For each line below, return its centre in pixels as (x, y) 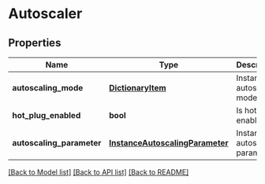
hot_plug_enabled (47, 115)
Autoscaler (45, 14)
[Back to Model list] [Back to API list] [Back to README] (99, 172)
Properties (35, 43)
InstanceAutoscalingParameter (169, 143)
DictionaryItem (138, 88)
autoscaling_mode (48, 88)
